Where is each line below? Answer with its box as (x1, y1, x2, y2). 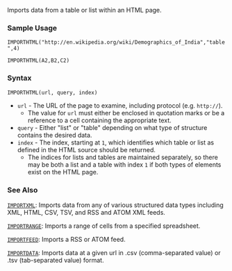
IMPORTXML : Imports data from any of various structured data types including (7, 201, 224, 209)
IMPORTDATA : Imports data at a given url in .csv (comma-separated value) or (7, 248, 221, 256)
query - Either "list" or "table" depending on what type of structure (17, 123, 208, 131)
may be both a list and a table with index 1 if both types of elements (27, 160, 222, 169)
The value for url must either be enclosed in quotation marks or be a (27, 108, 225, 117)
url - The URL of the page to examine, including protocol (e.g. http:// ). (17, 101, 223, 110)
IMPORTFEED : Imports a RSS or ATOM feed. (7, 235, 126, 243)
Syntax (7, 73, 32, 83)
